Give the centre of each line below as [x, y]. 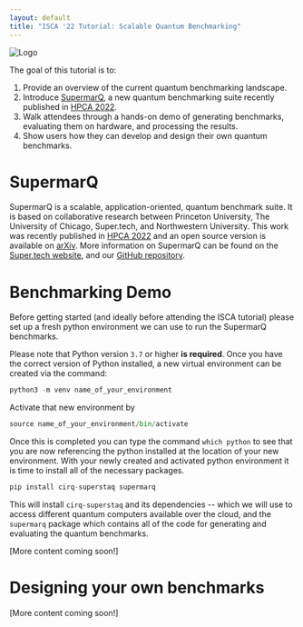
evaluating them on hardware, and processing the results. [130, 126]
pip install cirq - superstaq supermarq [83, 487]
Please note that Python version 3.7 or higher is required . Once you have [146, 354]
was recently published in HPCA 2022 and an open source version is [137, 236]
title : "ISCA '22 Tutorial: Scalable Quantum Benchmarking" [126, 26]
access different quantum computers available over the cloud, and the [141, 514]
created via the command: [58, 373]
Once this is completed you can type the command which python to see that [151, 442]
